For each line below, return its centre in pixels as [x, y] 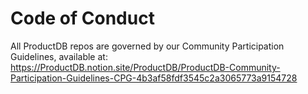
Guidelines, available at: [59, 56]
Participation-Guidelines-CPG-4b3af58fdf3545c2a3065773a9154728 [154, 78]
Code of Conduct [82, 18]
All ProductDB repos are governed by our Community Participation [147, 46]
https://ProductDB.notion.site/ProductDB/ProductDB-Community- [145, 67]
